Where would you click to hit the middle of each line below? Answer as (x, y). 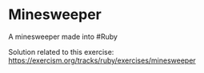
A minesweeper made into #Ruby (63, 36)
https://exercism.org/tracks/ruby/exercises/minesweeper (102, 60)
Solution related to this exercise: (61, 52)
